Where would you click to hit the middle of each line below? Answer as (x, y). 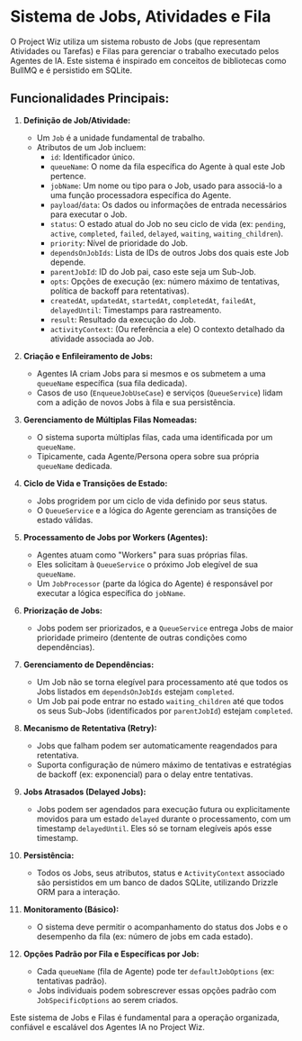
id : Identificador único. (93, 157)
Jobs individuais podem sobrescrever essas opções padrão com (156, 990)
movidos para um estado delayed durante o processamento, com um (164, 819)
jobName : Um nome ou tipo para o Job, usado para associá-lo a (166, 186)
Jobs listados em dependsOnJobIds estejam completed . (135, 692)
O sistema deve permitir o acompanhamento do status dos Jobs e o (162, 927)
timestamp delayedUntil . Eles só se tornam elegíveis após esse (154, 828)
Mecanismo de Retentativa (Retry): (90, 728)
